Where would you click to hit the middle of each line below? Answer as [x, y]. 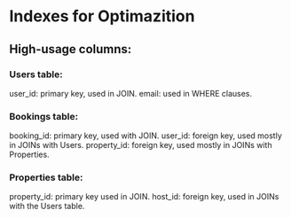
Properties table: [46, 177]
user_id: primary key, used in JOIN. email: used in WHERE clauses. [131, 93]
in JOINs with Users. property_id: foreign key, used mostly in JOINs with [141, 145]
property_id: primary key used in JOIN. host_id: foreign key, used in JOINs [144, 197]
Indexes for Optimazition [102, 16]
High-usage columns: [71, 49]
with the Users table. [47, 206]
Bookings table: [43, 116]
